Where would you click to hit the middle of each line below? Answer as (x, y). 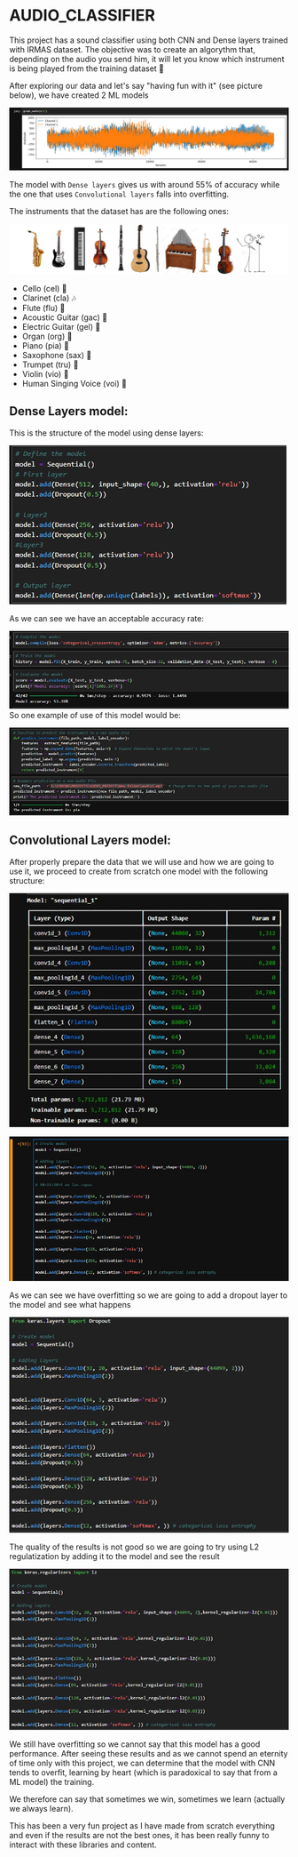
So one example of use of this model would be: (95, 716)
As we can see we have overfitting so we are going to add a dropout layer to (149, 1295)
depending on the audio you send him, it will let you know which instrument (147, 59)
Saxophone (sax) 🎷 (57, 355)
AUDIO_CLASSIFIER (82, 16)
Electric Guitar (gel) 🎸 (61, 326)
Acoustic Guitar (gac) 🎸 (65, 317)
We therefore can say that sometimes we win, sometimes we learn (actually (147, 1799)
